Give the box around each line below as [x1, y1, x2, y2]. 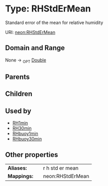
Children [5, 89, 32, 98]
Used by [5, 106, 31, 115]
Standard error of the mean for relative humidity [5, 19, 104, 25]
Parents [5, 72, 30, 81]
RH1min [12, 120, 28, 126]
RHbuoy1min [12, 130, 38, 136]
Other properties [5, 150, 58, 159]
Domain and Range [5, 43, 65, 52]
